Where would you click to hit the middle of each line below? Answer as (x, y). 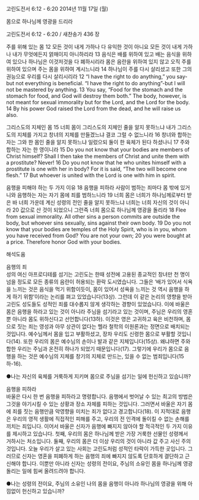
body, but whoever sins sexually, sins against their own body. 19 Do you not (99, 223)
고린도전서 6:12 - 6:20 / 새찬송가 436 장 (53, 34)
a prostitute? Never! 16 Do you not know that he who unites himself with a (96, 162)
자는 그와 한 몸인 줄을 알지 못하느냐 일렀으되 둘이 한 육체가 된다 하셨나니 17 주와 (98, 142)
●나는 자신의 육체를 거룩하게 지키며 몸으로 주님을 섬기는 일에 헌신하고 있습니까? (99, 376)
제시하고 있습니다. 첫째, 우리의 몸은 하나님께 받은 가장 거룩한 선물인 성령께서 (100, 434)
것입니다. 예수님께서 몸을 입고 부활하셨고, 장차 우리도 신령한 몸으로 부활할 (91, 334)
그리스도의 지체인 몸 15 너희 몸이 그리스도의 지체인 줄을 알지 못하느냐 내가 (91, 127)
